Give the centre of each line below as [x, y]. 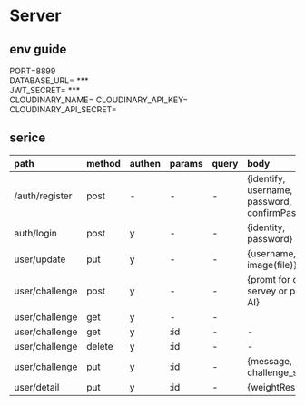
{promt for [268, 279]
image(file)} [272, 265]
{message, [269, 361]
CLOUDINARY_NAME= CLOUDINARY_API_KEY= [99, 100]
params [186, 163]
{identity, [266, 227]
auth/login [35, 233]
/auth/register [43, 196]
